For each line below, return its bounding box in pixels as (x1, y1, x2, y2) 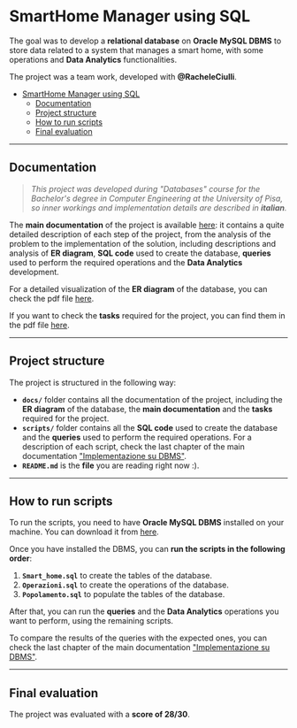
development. (9, 266, 59, 277)
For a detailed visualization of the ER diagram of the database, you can (9, 283, 268, 294)
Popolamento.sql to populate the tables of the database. (21, 589, 225, 600)
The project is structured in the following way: (9, 377, 177, 387)
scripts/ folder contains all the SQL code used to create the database (21, 422, 278, 433)
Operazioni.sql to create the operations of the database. (21, 579, 230, 590)
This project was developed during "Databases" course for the (30, 183, 261, 194)
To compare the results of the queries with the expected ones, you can (9, 632, 268, 643)
